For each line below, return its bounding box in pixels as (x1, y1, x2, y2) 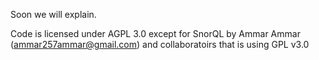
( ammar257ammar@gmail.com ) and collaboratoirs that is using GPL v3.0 (10, 39, 310, 50)
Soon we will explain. (10, 9, 97, 20)
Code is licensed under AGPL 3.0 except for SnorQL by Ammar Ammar (10, 28, 301, 39)
